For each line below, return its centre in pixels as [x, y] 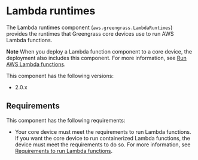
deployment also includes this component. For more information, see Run [97, 58]
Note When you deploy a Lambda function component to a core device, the [99, 51]
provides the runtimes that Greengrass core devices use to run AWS [90, 33]
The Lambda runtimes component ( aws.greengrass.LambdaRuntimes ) [89, 27]
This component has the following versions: [60, 76]
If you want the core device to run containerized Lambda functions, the [102, 138]
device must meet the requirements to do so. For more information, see [103, 145]
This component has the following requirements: [66, 120]
